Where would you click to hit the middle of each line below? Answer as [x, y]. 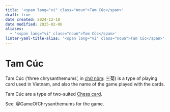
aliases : [15, 29]
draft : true [18, 15]
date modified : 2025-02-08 [34, 24]
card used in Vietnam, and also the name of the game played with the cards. [85, 84]
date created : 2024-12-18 [33, 19]
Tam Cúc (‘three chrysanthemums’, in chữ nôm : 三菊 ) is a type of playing [81, 78]
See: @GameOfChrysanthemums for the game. [55, 104]
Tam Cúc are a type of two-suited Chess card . [54, 94]
